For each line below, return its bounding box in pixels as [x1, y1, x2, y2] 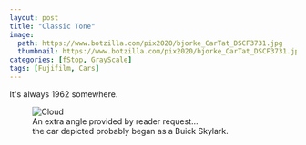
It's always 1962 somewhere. [9, 88, 118, 100]
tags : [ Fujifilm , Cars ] [9, 64, 100, 73]
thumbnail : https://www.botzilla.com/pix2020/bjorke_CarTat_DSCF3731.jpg [17, 47, 303, 56]
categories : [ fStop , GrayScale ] [9, 55, 132, 64]
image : [9, 30, 35, 39]
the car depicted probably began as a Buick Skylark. [32, 125, 229, 136]
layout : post [9, 13, 59, 23]
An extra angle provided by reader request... [32, 115, 199, 127]
